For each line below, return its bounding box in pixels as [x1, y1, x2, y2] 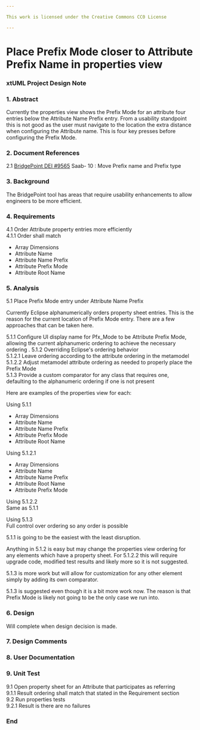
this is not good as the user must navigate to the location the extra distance [6, 121, 192, 128]
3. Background [6, 177, 50, 186]
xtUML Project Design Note [6, 79, 87, 87]
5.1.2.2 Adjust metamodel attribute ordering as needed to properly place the [6, 359, 193, 366]
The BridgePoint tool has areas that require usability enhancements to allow [6, 191, 192, 198]
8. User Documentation [6, 654, 75, 662]
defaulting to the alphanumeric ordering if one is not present [6, 378, 155, 385]
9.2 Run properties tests [6, 695, 66, 703]
